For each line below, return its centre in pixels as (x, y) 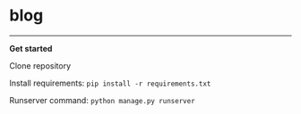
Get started (31, 48)
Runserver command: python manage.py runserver (102, 100)
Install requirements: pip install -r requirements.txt (110, 83)
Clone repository (40, 65)
